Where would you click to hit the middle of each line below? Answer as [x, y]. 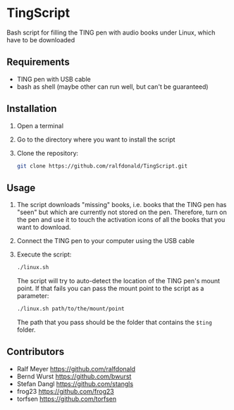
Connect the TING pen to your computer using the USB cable [106, 241]
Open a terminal [40, 125]
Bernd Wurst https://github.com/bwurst [74, 376]
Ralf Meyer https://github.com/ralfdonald [76, 368]
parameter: [33, 296]
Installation [32, 109]
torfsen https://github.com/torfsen [67, 399]
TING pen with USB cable [54, 79]
